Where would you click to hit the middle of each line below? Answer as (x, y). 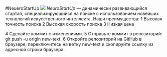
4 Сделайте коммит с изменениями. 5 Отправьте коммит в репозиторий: (84, 34)
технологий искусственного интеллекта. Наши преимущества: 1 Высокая (84, 19)
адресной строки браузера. (35, 49)
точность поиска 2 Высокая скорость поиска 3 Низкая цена (70, 24)
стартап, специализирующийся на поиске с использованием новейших (82, 13)
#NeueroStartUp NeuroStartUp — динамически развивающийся (76, 8)
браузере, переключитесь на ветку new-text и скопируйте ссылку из (79, 44)
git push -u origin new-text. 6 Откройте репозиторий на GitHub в (73, 39)
